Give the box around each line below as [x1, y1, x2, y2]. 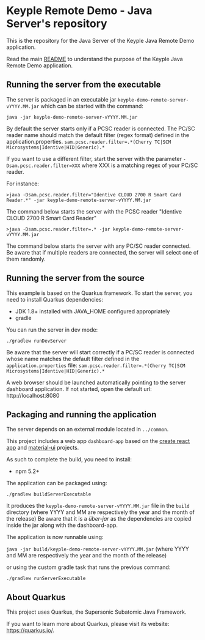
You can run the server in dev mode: [6, 326, 98, 333]
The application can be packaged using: [6, 480, 107, 487]
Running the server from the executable [6, 80, 161, 90]
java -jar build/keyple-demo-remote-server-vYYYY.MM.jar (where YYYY [6, 545, 189, 553]
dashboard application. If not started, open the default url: [6, 385, 153, 392]
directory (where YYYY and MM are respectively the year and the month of [6, 508, 195, 516]
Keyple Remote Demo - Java [6, 4, 153, 18]
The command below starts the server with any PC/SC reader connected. [6, 242, 191, 250]
